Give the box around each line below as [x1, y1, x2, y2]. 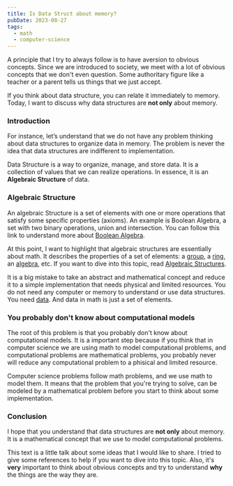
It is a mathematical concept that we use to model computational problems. [7, 435, 223, 443]
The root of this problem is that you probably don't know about [7, 329, 188, 337]
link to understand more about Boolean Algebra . [7, 231, 145, 239]
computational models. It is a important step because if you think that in [7, 336, 213, 345]
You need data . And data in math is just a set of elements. [7, 295, 173, 303]
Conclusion [7, 411, 47, 421]
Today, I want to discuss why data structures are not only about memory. [7, 99, 218, 107]
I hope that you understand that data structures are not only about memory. [7, 427, 225, 436]
